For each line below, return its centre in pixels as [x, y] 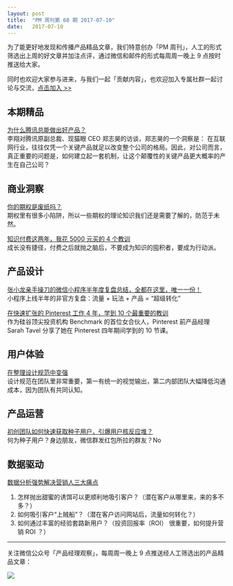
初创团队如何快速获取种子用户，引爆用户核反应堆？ [80, 432]
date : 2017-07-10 [35, 26]
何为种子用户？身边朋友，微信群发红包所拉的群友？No [84, 440]
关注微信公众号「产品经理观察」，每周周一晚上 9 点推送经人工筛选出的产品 [113, 553]
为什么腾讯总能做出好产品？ [47, 130]
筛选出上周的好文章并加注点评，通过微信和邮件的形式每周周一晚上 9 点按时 [114, 56]
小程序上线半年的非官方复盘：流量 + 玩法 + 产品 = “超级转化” [94, 298]
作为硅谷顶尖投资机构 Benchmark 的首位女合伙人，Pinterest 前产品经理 [109, 321]
